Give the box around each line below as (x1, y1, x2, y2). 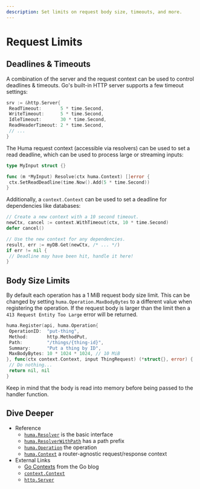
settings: (6, 88, 28, 95)
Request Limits (6, 35, 83, 48)
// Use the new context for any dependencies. (6, 236, 126, 242)
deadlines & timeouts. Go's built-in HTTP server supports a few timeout (6, 81, 184, 88)
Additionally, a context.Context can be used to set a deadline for (6, 196, 167, 203)
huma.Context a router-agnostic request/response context (24, 450, 167, 457)
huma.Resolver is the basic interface (24, 431, 114, 438)
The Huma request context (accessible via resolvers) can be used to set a (6, 144, 190, 151)
